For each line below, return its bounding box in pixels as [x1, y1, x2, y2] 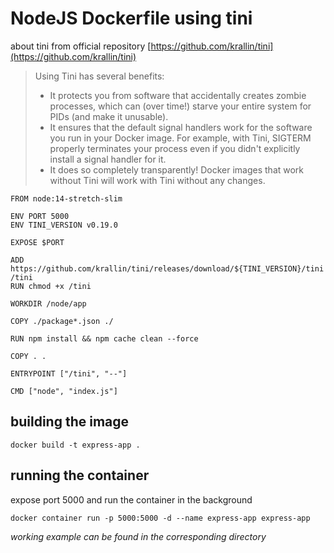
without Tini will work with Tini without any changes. [49, 174, 266, 186]
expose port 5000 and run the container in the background [10, 493, 253, 506]
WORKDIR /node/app [10, 298, 87, 309]
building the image [10, 413, 130, 431]
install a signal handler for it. [49, 153, 167, 165]
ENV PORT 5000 [10, 211, 70, 221]
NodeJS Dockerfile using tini [10, 7, 253, 30]
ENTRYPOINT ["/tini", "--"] [10, 368, 128, 379]
